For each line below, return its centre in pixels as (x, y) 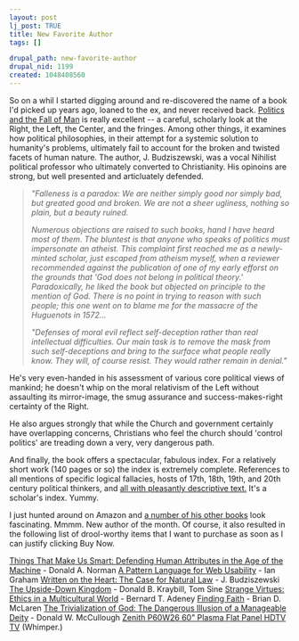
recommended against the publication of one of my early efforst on (154, 267)
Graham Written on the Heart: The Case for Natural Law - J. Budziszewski (145, 579)
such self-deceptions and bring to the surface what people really (151, 351)
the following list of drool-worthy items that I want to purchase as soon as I (146, 534)
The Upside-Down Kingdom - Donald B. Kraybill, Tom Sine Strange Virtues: (147, 588)
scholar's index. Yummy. (54, 497)
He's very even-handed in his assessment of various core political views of (147, 378)
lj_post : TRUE (36, 26)
